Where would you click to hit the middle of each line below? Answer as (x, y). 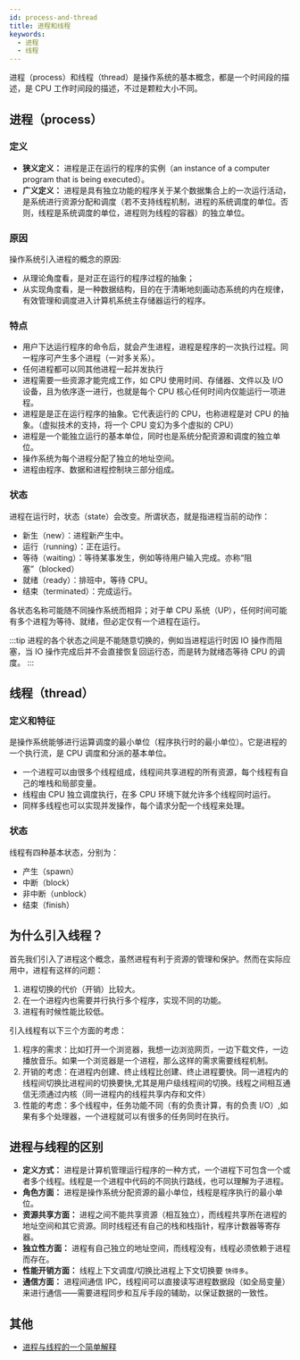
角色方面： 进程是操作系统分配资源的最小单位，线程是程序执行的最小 (148, 1192)
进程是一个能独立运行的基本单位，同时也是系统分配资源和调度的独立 (147, 436)
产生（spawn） (50, 871)
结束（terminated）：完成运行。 (79, 591)
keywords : (28, 34)
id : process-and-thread (54, 17)
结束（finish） (48, 905)
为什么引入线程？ (56, 935)
